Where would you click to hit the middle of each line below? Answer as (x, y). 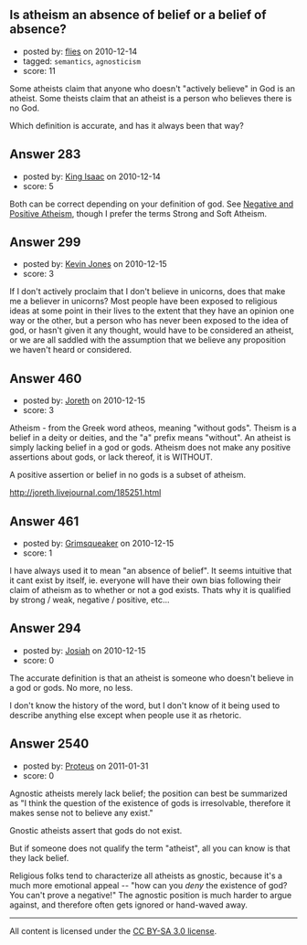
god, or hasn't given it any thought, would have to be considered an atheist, (152, 330)
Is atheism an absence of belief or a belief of (138, 15)
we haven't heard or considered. (71, 350)
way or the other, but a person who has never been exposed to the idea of (149, 321)
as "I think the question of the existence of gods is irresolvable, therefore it (150, 802)
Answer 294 (46, 628)
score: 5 (38, 186)
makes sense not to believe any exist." (81, 812)
